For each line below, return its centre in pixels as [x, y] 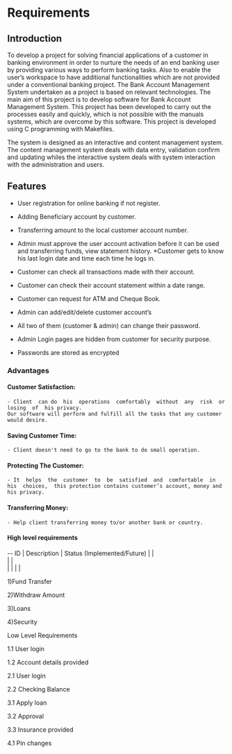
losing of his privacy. [44, 408]
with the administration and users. [56, 164]
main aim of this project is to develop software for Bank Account [99, 99]
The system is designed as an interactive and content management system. [115, 142]
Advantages [28, 370]
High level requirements [43, 538]
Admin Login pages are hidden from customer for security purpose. [114, 339]
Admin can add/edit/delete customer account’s [84, 312]
